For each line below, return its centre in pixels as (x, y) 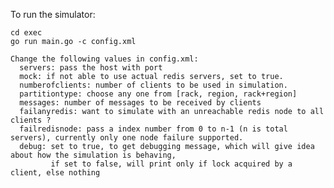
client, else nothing (55, 173)
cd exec (26, 33)
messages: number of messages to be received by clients (140, 103)
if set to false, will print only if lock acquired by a (171, 164)
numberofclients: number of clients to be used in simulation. (153, 85)
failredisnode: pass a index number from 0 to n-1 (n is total (153, 129)
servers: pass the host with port (91, 68)
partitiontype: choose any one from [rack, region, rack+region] (158, 94)
